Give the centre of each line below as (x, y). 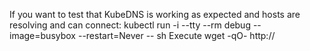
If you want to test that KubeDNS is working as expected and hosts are (155, 14)
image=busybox (42, 35)
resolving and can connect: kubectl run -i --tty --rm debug (130, 25)
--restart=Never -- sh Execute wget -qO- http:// (176, 35)
